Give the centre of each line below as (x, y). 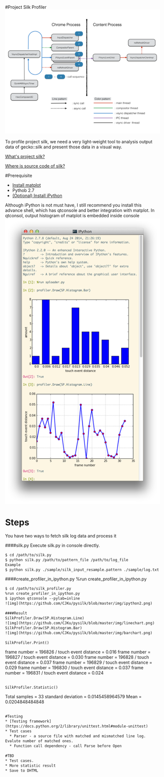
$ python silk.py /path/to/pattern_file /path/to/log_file (67, 560)
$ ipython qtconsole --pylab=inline (42, 599)
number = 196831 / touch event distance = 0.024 (55, 673)
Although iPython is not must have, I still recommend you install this (73, 205)
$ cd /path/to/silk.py (28, 555)
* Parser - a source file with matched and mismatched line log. (78, 736)
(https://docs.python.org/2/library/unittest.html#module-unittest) (77, 726)
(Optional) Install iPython (37, 196)
